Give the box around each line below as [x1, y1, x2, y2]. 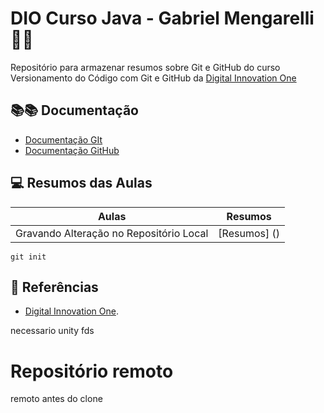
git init [10, 252, 47, 262]
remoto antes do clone [10, 393, 103, 405]
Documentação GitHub [24, 144, 120, 156]
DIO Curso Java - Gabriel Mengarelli [10, 7, 315, 30]
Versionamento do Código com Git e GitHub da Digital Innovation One [10, 72, 297, 84]
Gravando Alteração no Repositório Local [15, 226, 209, 240]
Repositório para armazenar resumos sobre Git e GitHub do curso [10, 61, 281, 73]
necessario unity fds [10, 325, 95, 337]
